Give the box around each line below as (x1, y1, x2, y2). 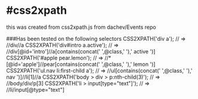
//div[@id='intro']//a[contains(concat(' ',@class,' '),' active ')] (6, 47, 156, 55)
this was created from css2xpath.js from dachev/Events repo (6, 23, 157, 31)
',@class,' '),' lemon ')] (101, 61, 156, 68)
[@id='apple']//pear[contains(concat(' (6, 61, 100, 68)
